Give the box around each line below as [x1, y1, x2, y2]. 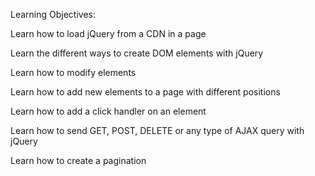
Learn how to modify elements [10, 67, 137, 78]
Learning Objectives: [10, 9, 97, 20]
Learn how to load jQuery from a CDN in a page [10, 28, 207, 39]
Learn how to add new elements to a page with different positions [10, 86, 281, 98]
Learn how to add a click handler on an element [10, 105, 207, 117]
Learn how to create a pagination [10, 155, 147, 166]
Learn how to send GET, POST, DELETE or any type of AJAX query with [10, 125, 305, 136]
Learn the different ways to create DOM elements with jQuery [10, 47, 264, 59]
